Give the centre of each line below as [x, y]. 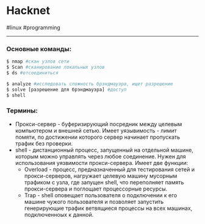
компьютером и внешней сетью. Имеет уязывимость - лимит [96, 130]
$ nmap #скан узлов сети [38, 61]
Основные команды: [39, 49]
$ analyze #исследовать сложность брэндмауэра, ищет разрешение [90, 84]
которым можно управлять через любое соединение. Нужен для [100, 156]
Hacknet [28, 11]
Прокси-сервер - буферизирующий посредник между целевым [99, 124]
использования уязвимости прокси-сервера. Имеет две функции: [101, 163]
